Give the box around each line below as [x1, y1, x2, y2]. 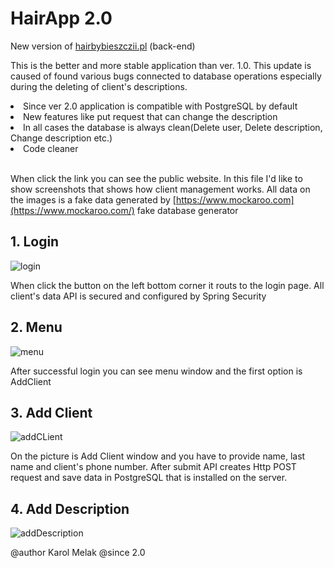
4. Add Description [10, 500, 130, 517]
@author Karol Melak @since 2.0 [10, 547, 146, 559]
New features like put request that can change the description [23, 110, 278, 122]
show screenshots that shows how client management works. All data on [10, 183, 311, 195]
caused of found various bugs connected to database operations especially [10, 70, 322, 82]
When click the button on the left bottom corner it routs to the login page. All [10, 279, 325, 291]
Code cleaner [23, 142, 79, 154]
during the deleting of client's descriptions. [10, 80, 188, 92]
